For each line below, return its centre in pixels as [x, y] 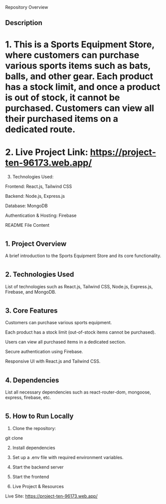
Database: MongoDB [27, 206]
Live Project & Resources [38, 486]
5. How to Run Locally [39, 416]
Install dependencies [34, 448]
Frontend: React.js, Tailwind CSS [39, 186]
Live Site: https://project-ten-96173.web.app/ [52, 496]
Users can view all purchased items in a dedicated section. [66, 342]
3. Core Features [32, 310]
